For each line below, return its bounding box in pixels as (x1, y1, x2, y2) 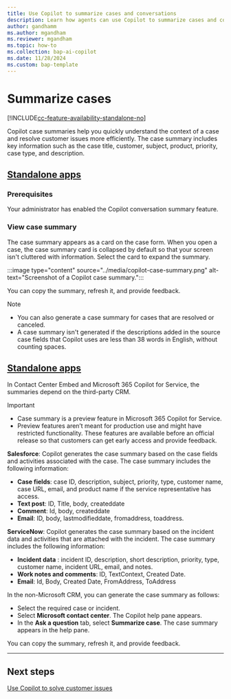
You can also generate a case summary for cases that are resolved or (16, 313, 214, 321)
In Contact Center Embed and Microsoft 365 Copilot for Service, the (7, 380, 200, 389)
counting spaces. (16, 342, 67, 351)
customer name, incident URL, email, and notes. (16, 563, 153, 571)
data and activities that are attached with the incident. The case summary (7, 535, 215, 544)
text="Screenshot (7, 273, 57, 281)
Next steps (7, 665, 55, 678)
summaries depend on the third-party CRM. (7, 388, 131, 396)
